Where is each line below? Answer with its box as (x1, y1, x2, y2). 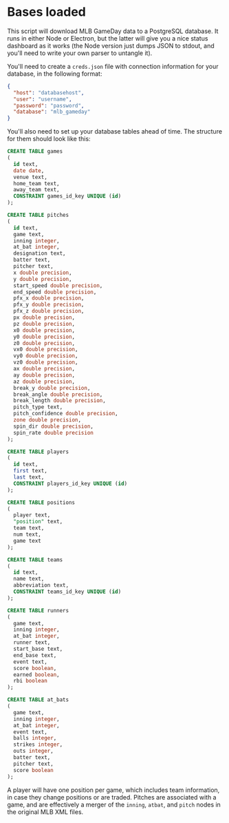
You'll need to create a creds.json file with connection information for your (7, 62, 219, 70)
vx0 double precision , (13, 346, 78, 353)
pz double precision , (13, 320, 76, 327)
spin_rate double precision (13, 429, 94, 436)
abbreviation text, (13, 582, 69, 589)
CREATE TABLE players (7, 448, 69, 455)
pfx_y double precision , (13, 301, 85, 309)
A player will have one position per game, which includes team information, (7, 786, 220, 794)
